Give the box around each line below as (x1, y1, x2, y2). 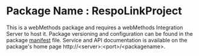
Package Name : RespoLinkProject (6, 4, 182, 18)
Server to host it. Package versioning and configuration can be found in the (6, 30, 193, 37)
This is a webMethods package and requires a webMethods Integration (6, 24, 183, 31)
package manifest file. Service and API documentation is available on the (6, 36, 188, 43)
